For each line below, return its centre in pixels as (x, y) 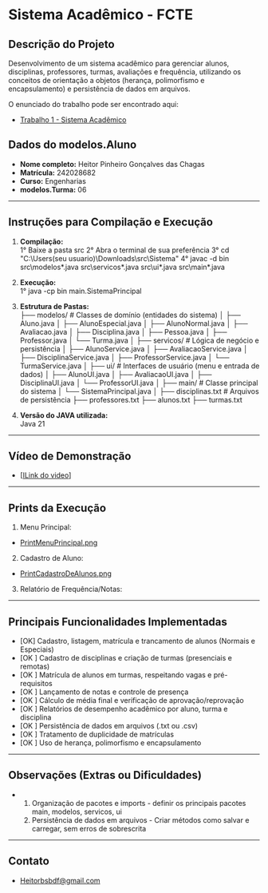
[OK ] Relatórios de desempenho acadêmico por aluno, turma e (124, 709)
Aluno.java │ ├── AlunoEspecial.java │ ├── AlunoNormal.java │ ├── (134, 323)
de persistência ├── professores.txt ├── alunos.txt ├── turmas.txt (131, 399)
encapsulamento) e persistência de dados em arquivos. (99, 89)
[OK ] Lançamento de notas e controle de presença (104, 692)
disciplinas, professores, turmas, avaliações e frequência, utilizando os (125, 72)
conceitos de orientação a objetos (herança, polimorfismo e (106, 80)
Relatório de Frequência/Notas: (71, 589)
